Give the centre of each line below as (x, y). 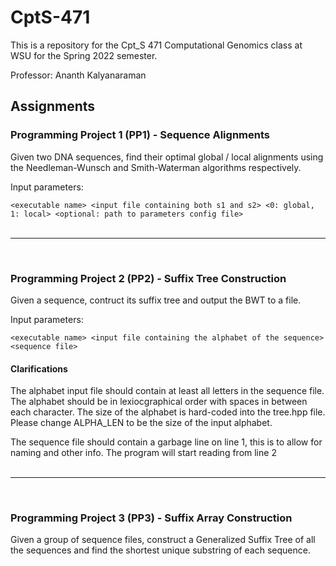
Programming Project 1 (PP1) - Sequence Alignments (140, 135)
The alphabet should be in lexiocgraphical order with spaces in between (159, 402)
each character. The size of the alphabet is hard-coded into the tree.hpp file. (168, 412)
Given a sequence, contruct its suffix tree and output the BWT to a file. (156, 300)
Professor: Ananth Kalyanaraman (78, 75)
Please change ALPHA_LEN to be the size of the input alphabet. (141, 423)
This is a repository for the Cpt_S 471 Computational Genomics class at (156, 45)
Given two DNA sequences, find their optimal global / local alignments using (167, 157)
